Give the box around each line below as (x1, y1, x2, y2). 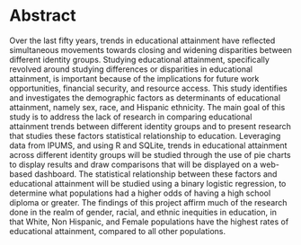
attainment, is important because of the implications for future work (9, 73, 260, 83)
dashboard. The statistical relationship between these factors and (34, 168, 278, 179)
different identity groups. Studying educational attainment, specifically (9, 54, 270, 65)
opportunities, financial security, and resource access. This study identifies (9, 83, 288, 93)
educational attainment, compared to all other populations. (9, 225, 226, 236)
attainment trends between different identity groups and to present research (9, 120, 292, 131)
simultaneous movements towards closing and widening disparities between (9, 44, 292, 55)
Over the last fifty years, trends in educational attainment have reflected (9, 35, 276, 46)
